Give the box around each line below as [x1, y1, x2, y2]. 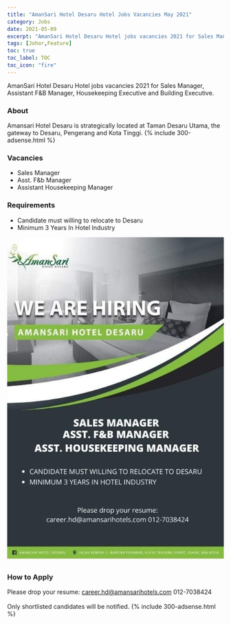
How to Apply [7, 572, 54, 581]
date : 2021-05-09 [7, 25, 57, 32]
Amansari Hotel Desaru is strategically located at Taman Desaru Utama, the [7, 122, 221, 130]
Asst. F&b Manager [16, 176, 72, 185]
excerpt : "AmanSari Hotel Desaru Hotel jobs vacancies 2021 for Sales [7, 33, 214, 40]
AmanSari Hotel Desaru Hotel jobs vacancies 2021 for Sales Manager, [7, 81, 205, 89]
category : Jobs [7, 18, 51, 25]
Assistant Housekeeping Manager [16, 183, 113, 192]
